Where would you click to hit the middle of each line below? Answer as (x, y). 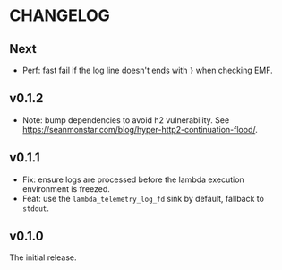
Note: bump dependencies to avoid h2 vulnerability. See (126, 120)
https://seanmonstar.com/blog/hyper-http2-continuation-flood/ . (140, 129)
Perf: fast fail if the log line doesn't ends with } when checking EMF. (147, 70)
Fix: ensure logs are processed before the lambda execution (133, 179)
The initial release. (43, 257)
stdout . (35, 208)
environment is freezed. (66, 188)
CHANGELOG (60, 16)
